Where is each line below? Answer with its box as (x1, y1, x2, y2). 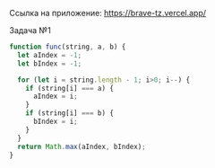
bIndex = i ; (32, 117, 78, 126)
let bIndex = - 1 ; (17, 58, 82, 68)
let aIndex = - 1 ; (17, 50, 82, 59)
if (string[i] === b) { (25, 109, 115, 118)
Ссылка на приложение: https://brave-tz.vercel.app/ (9, 8, 207, 18)
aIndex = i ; (32, 92, 78, 102)
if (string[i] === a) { (25, 84, 115, 93)
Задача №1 (9, 25, 51, 35)
